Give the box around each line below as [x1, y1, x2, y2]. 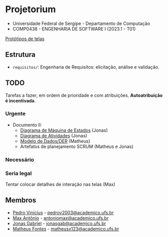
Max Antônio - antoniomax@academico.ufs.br [12, 215, 109, 221]
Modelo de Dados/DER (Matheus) [20, 138, 91, 144]
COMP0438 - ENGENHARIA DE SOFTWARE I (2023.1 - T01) [12, 25, 136, 32]
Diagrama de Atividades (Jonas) [20, 132, 88, 138]
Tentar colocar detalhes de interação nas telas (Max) [5, 182, 115, 188]
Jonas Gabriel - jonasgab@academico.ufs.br [12, 220, 106, 226]
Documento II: [12, 122, 42, 128]
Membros [5, 196, 36, 204]
